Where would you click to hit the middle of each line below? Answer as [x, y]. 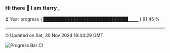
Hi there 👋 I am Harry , [33, 8]
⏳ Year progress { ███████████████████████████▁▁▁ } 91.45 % [82, 19]
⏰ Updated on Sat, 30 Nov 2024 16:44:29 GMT [54, 35]
